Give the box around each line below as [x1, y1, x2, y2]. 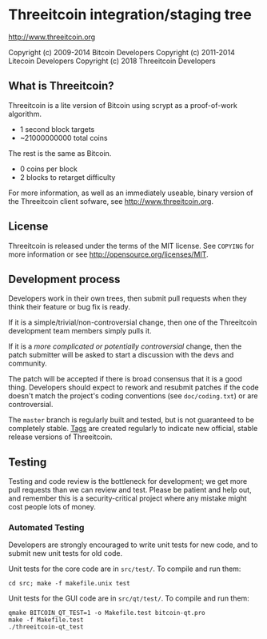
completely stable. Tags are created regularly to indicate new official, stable [8, 424, 258, 433]
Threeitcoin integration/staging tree [8, 6, 252, 24]
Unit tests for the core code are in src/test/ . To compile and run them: [8, 564, 241, 573]
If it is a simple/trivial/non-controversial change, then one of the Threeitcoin [8, 318, 257, 327]
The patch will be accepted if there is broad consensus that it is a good [8, 374, 242, 384]
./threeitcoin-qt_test [8, 623, 84, 631]
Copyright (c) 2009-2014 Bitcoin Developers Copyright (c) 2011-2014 [8, 47, 236, 57]
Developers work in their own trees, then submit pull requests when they [8, 294, 248, 303]
